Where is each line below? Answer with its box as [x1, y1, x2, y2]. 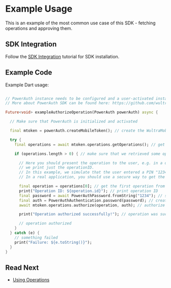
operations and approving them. [5, 25, 73, 31]
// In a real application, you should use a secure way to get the [18, 175, 165, 180]
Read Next [5, 263, 39, 272]
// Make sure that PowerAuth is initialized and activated [10, 119, 138, 124]
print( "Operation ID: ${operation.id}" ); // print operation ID [18, 188, 158, 194]
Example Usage [5, 3, 73, 15]
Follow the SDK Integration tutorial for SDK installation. [5, 53, 120, 59]
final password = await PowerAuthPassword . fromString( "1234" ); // [18, 193, 163, 198]
